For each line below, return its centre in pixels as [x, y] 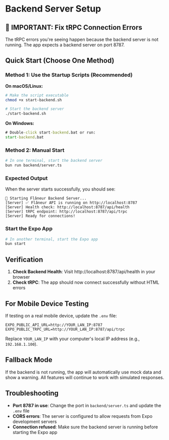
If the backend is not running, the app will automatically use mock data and [83, 372]
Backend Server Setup [53, 9]
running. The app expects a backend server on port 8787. [65, 45]
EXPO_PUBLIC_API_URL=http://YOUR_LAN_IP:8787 [54, 325]
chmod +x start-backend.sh [34, 100]
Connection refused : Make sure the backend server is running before [85, 427]
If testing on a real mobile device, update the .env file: [61, 316]
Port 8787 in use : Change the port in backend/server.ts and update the [87, 405]
